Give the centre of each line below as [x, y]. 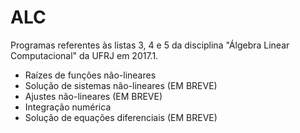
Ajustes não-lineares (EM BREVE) [93, 96]
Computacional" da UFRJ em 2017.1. [84, 55]
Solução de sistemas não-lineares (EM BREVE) [121, 85]
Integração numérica [68, 107]
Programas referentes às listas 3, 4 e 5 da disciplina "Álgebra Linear [150, 45]
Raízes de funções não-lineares [90, 75]
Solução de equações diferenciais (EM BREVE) [121, 117]
